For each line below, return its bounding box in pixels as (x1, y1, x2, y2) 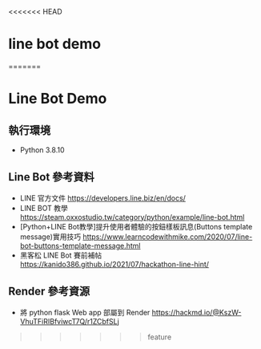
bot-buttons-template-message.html (19, 241, 141, 250)
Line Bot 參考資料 (8, 170, 94, 184)
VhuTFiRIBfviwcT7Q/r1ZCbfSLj (19, 316, 120, 326)
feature (147, 332, 172, 342)
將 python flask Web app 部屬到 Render (19, 307, 151, 317)
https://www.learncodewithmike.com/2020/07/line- (82, 232, 253, 241)
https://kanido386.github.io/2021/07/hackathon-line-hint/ (19, 259, 210, 269)
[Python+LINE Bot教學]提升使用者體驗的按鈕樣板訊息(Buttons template (19, 221, 253, 231)
